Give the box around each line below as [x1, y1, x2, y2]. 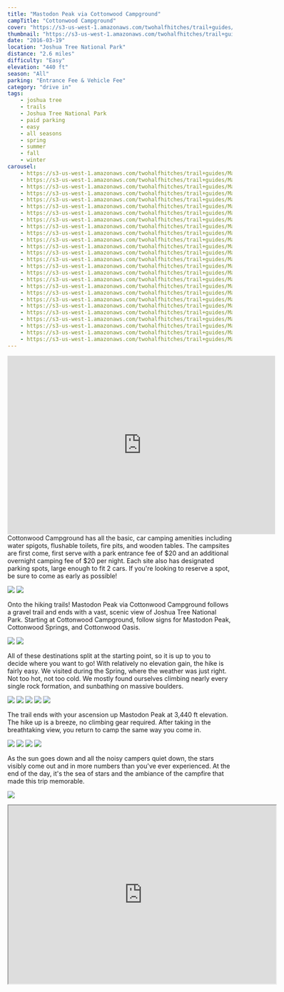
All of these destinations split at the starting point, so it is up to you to [7, 651, 211, 660]
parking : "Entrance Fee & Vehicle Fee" [7, 76, 126, 84]
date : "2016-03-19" [7, 37, 66, 44]
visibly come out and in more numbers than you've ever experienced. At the [7, 761, 230, 770]
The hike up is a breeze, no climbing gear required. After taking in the [7, 718, 211, 727]
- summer [20, 143, 46, 151]
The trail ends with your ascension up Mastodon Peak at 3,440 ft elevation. [7, 710, 228, 719]
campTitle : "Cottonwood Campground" [7, 17, 116, 24]
